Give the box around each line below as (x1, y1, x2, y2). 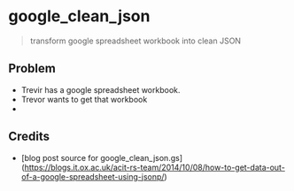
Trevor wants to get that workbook (20, 94, 148, 104)
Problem (8, 61, 57, 76)
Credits (8, 129, 50, 144)
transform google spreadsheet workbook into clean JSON (29, 35, 241, 46)
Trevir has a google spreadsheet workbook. (20, 84, 181, 95)
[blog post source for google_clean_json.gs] (20, 152, 183, 163)
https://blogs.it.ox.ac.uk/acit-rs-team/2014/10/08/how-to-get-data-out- (24, 162, 285, 172)
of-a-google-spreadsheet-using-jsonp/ (20, 171, 165, 182)
